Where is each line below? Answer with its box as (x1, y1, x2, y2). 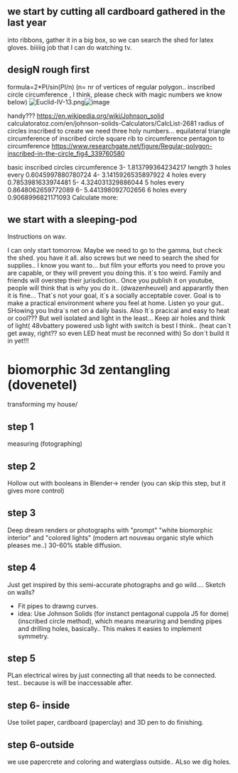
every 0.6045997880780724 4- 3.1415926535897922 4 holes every (7, 170, 207, 179)
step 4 (7, 561, 37, 574)
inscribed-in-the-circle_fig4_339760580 (7, 149, 126, 158)
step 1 (7, 420, 34, 432)
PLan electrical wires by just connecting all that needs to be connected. (7, 671, 217, 680)
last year (7, 17, 48, 29)
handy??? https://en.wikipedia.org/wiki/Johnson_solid (7, 111, 165, 120)
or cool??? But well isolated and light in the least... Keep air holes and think (7, 314, 226, 322)
